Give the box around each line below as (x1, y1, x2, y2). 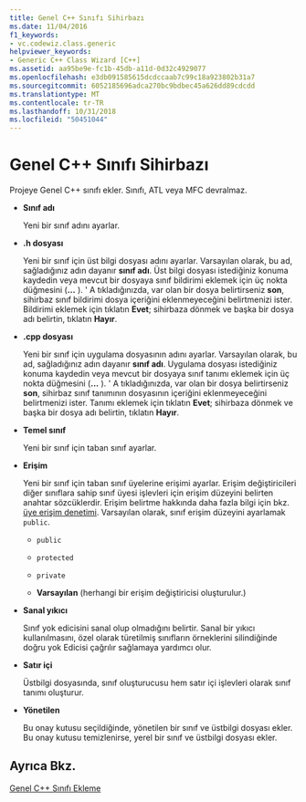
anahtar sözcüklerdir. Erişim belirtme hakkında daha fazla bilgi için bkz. (22, 497, 290, 508)
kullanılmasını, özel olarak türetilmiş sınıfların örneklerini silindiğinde (22, 632, 278, 643)
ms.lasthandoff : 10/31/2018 (9, 107, 117, 116)
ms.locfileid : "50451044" (9, 115, 108, 124)
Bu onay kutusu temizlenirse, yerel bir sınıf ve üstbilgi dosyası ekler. (22, 732, 278, 744)
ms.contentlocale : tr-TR (9, 98, 104, 108)
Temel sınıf (22, 425, 67, 436)
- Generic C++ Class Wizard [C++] (9, 56, 142, 65)
